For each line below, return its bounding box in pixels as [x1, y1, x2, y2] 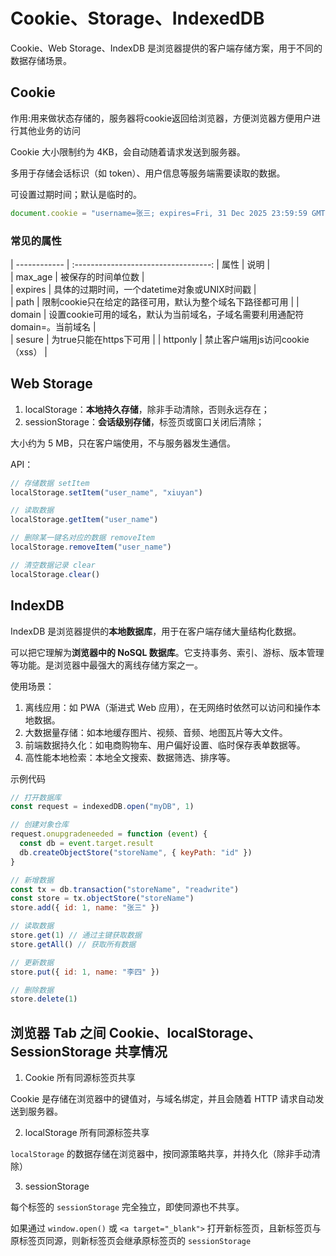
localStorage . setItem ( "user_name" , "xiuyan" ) [10, 487, 203, 498]
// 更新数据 [10, 957, 55, 968]
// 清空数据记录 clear [10, 560, 96, 570]
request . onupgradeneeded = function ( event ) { [10, 829, 208, 839]
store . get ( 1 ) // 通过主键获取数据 [10, 930, 142, 941]
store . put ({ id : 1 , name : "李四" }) [10, 967, 160, 977]
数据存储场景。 [10, 54, 72, 66]
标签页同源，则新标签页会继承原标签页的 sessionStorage [18, 1235, 252, 1247]
